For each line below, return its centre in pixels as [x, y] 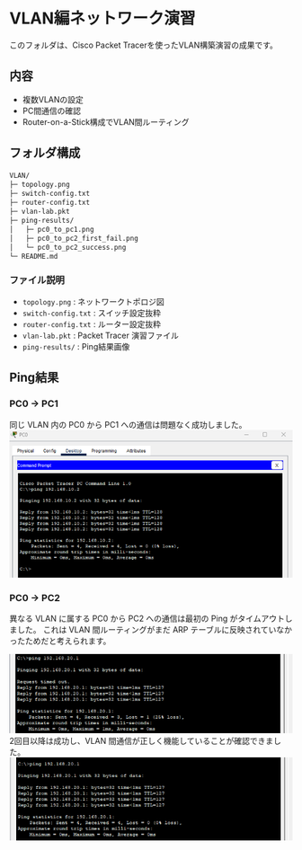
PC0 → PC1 [34, 403]
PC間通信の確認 [51, 111]
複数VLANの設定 [53, 99]
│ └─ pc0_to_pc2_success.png [68, 247]
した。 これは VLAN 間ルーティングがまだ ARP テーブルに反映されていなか [154, 630]
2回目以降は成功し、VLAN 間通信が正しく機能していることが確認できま [142, 741]
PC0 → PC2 [35, 598]
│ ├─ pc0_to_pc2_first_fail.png [74, 238]
